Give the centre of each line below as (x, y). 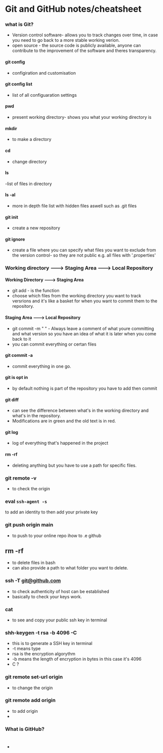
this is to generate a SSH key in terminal (52, 644)
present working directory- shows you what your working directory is (82, 117)
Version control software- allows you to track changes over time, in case (85, 35)
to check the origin (31, 488)
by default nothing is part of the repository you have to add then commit (85, 388)
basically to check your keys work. (47, 596)
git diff (12, 400)
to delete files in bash (34, 563)
